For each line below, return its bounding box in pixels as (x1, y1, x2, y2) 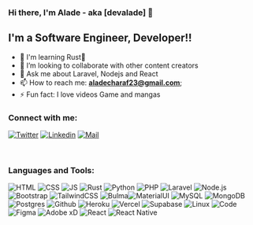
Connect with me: (8, 112, 78, 123)
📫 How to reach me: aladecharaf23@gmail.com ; (19, 78, 183, 87)
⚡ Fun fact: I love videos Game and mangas (19, 90, 161, 99)
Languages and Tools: (8, 164, 95, 175)
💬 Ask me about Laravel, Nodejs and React (19, 68, 158, 78)
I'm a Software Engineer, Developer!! (8, 31, 192, 45)
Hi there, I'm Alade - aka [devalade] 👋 (8, 7, 154, 18)
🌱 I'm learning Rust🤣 (19, 52, 87, 61)
